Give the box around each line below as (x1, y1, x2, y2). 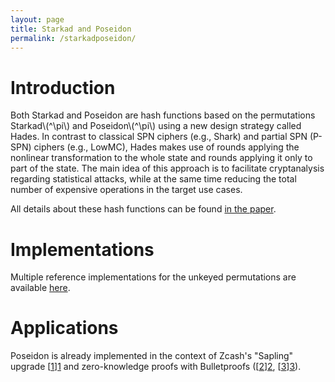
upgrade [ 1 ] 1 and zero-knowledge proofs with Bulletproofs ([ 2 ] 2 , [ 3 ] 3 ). (10, 361, 302, 373)
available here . (10, 282, 71, 294)
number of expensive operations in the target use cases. (10, 184, 243, 196)
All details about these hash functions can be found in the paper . (10, 203, 277, 215)
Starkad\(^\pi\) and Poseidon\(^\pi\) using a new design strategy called (10, 120, 302, 132)
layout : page (10, 14, 65, 25)
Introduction (10, 76, 116, 99)
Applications (10, 317, 119, 340)
